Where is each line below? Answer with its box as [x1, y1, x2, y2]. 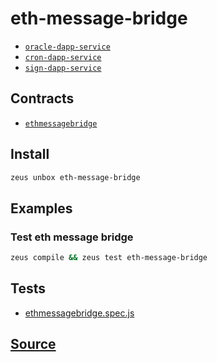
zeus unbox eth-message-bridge [10, 172, 141, 182]
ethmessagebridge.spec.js [24, 307, 135, 319]
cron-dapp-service [24, 52, 102, 62]
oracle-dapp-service [24, 42, 111, 52]
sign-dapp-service [24, 63, 102, 73]
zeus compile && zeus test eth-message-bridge [10, 253, 208, 263]
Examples [10, 200, 73, 217]
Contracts [10, 90, 75, 107]
